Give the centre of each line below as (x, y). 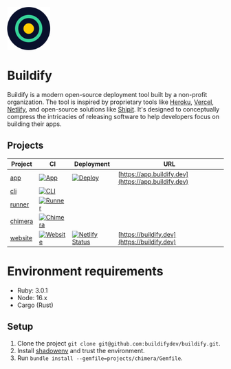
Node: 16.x (32, 297)
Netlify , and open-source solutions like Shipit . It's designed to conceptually (113, 109)
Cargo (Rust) (35, 305)
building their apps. (34, 124)
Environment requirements (85, 272)
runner (20, 204)
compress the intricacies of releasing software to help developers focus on (113, 116)
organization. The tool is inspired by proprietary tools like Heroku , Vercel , (111, 102)
